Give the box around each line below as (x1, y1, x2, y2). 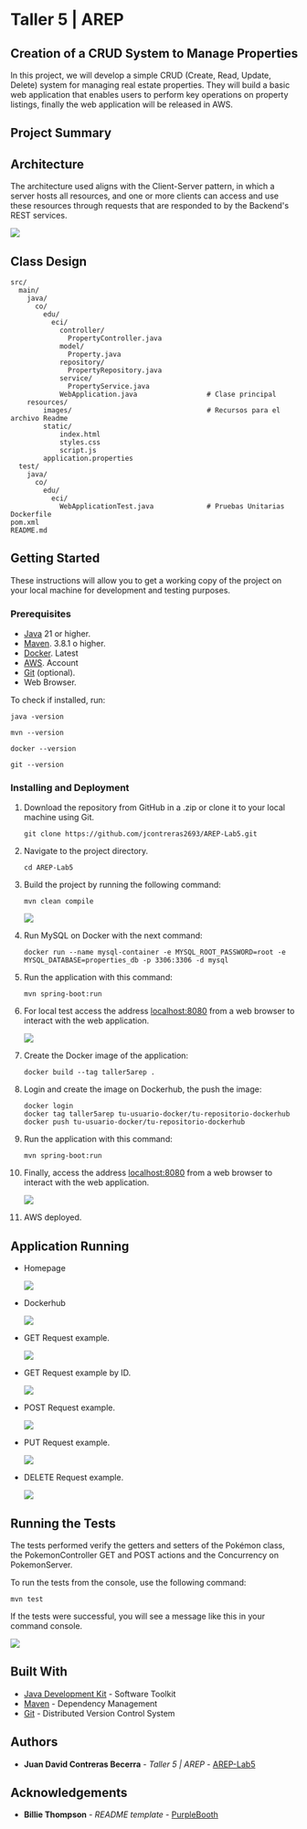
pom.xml (10, 518, 40, 528)
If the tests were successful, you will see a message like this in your (10, 1610, 266, 1622)
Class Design (10, 253, 88, 269)
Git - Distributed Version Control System (23, 1707, 175, 1718)
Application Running (10, 1238, 130, 1254)
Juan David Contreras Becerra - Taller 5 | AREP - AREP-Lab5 (23, 1759, 256, 1770)
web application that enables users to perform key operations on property (10, 90, 289, 100)
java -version (10, 712, 65, 722)
